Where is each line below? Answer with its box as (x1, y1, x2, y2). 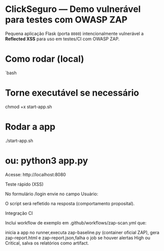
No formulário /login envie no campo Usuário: (5, 191, 99, 197)
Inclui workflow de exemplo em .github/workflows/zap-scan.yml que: (5, 220, 147, 226)
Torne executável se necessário (5, 87, 139, 99)
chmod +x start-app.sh (5, 104, 52, 110)
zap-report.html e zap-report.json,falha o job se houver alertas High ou (5, 235, 151, 241)
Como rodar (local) (5, 53, 84, 65)
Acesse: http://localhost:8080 (5, 171, 66, 177)
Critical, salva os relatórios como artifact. (5, 240, 89, 246)
